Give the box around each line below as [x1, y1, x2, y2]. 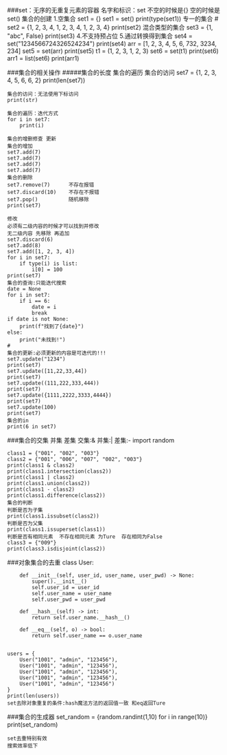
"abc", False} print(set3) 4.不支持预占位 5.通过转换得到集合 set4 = [7, 32, 193, 40]
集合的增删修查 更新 [7, 136, 57, 142]
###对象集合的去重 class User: [7, 558, 94, 566]
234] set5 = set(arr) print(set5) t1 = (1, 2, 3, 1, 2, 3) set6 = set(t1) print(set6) [7, 47, 219, 55]
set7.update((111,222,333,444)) [7, 380, 99, 387]
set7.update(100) [7, 404, 57, 411]
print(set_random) [7, 721, 58, 728]
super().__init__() [32, 578, 88, 585]
